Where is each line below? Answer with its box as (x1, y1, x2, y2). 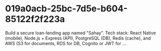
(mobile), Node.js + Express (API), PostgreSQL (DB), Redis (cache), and (5, 35, 151, 41)
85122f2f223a (5, 13, 65, 25)
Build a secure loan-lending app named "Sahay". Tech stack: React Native (5, 30, 156, 36)
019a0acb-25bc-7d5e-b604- (5, 3, 128, 14)
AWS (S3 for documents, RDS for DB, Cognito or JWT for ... (5, 40, 126, 46)
